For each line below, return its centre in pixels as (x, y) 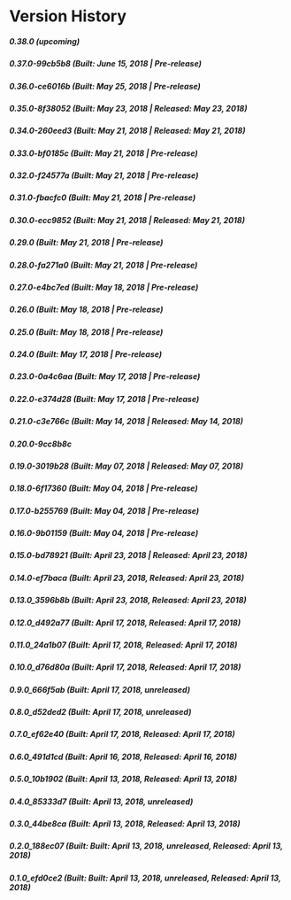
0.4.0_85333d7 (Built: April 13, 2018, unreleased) (101, 801)
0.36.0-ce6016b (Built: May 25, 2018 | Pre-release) (105, 86)
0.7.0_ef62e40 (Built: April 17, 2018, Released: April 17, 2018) (123, 734)
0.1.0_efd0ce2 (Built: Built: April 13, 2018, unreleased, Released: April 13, (145, 878)
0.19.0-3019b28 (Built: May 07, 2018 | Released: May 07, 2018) (126, 466)
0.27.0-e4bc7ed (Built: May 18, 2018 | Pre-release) (104, 287)
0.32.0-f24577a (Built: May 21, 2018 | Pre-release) (104, 175)
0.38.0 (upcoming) (45, 41)
